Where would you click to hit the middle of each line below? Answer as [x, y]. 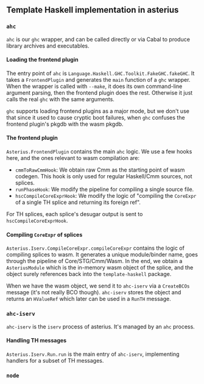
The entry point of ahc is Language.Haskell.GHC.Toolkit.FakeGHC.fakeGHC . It [100, 73]
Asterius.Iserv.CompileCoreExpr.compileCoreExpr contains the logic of [95, 248]
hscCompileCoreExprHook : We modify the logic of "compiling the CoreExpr [106, 196]
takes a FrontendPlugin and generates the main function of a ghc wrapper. [98, 79]
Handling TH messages [37, 341]
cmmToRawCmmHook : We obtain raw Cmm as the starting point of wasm [100, 170]
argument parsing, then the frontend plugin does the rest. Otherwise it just [100, 92]
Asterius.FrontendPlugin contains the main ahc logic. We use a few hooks [99, 151]
